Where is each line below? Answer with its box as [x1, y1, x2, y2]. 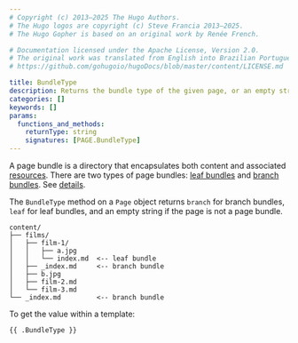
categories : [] [9, 94, 66, 103]
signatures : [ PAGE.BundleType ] [25, 136, 141, 145]
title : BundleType [9, 78, 77, 87]
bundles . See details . [9, 179, 86, 189]
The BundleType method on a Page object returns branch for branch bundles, [9, 196, 286, 207]
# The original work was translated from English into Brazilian [9, 54, 255, 63]
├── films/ [9, 231, 50, 240]
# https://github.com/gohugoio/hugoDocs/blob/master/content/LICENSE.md [9, 62, 284, 71]
